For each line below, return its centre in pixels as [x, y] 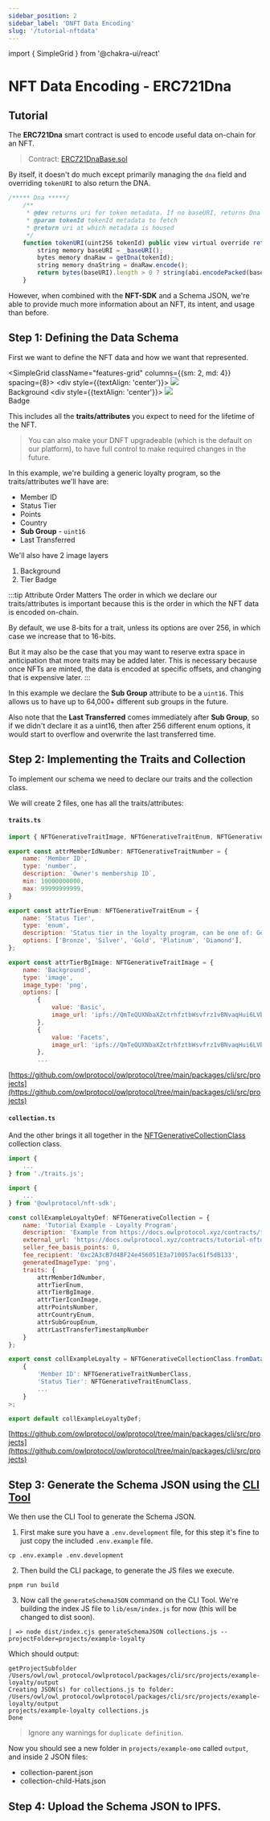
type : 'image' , [48, 978]
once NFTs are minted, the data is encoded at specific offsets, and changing [135, 669]
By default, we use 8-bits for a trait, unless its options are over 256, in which [135, 627]
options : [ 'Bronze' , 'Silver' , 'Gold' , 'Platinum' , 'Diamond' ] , [133, 941]
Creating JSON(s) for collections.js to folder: [91, 1690]
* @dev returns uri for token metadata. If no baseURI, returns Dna [143, 213]
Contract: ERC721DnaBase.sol [78, 159]
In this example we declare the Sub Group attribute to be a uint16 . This [126, 693]
